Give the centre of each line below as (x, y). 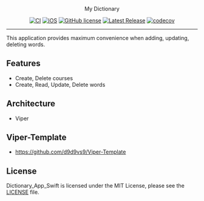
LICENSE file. (23, 192)
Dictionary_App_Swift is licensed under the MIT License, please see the (96, 186)
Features (23, 63)
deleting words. (26, 44)
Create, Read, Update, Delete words (60, 84)
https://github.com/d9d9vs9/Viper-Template (70, 152)
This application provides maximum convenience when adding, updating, (98, 38)
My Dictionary (102, 9)
